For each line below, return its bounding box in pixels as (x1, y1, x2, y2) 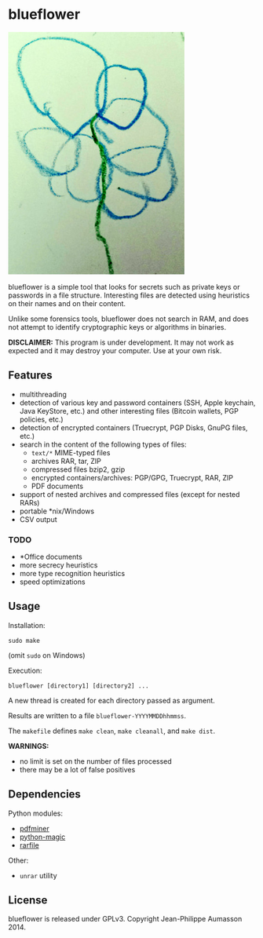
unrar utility (19, 870, 57, 880)
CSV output (19, 514, 57, 524)
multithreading (19, 389, 67, 399)
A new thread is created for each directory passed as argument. (8, 695, 216, 705)
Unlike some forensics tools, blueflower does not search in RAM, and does (8, 314, 249, 323)
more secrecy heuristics (19, 560, 98, 570)
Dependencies (8, 787, 81, 801)
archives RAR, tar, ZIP (31, 456, 102, 465)
